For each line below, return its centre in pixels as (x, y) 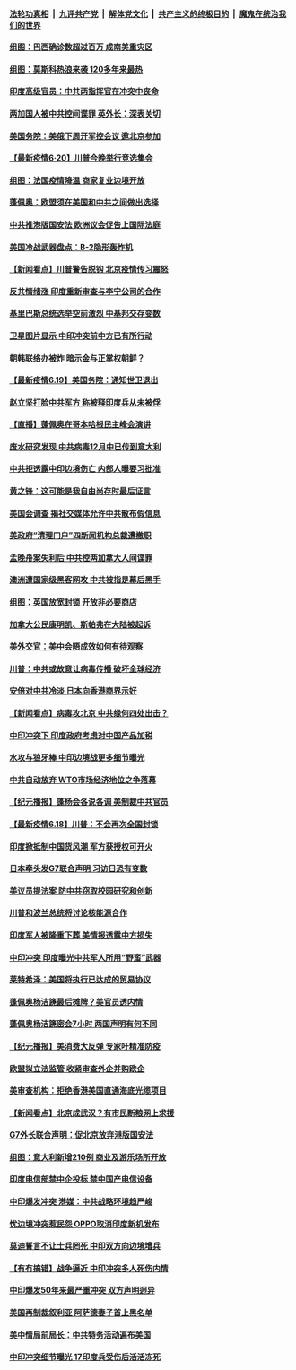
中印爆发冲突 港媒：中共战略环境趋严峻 (81, 1201)
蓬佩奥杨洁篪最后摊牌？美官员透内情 (76, 1001)
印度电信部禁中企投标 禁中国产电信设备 (81, 1179)
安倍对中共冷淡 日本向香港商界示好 (73, 691)
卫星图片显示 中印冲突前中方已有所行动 (81, 336)
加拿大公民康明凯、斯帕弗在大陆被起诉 (80, 624)
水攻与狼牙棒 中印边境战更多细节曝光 (77, 757)
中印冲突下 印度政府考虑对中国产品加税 (81, 735)
